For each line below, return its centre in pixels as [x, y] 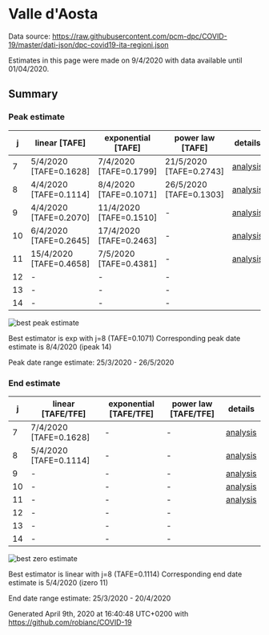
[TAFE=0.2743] [195, 171]
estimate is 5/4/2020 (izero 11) [58, 582]
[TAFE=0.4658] [60, 263]
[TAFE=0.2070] [60, 218]
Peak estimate [37, 117]
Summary [33, 94]
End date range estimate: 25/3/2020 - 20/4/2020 [90, 598]
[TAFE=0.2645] [60, 240]
